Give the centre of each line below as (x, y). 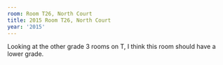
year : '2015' (26, 27)
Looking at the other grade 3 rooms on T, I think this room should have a (111, 47)
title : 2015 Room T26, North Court (59, 20)
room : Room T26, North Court (50, 14)
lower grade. (26, 54)
